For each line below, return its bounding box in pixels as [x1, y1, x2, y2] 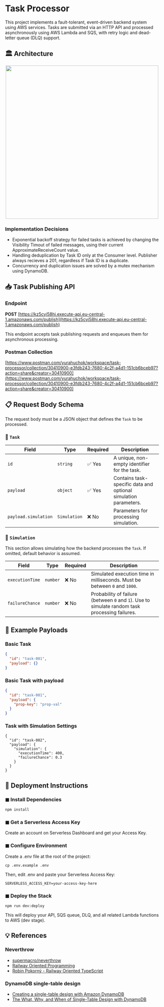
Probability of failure [91, 591, 138, 598]
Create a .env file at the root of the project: [5, 853, 91, 859]
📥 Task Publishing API [5, 283, 75, 291]
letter [5, 35, 16, 41]
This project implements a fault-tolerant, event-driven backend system [5, 19, 147, 25]
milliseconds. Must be [91, 577, 141, 583]
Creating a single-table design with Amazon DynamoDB [12, 991, 124, 997]
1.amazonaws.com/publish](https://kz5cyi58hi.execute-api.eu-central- [5, 316, 147, 322]
